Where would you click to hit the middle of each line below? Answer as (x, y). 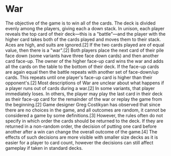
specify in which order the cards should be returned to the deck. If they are (84, 121)
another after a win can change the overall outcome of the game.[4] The (81, 131)
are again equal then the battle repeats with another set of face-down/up (82, 72)
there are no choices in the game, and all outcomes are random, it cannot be (86, 110)
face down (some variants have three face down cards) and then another (82, 55)
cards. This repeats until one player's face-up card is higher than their (79, 77)
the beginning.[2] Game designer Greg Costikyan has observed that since (83, 104)
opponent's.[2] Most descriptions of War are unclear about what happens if (85, 83)
